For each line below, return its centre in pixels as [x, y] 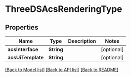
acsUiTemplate [26, 58]
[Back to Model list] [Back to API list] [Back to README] [62, 70]
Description [82, 41]
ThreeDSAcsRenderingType [64, 9]
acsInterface [23, 49]
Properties [22, 27]
